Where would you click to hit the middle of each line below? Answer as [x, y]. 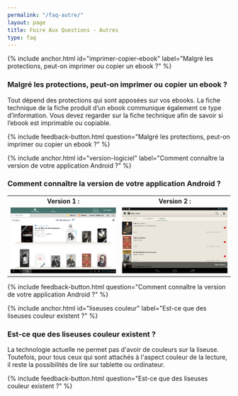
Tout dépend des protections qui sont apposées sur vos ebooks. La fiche [114, 100]
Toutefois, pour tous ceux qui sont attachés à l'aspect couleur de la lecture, [118, 357]
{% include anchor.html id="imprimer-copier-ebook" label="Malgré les [110, 59]
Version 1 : [63, 201]
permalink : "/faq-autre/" [45, 15]
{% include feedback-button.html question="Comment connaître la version [117, 287]
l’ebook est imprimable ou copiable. [59, 123]
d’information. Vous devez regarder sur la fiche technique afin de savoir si [115, 115]
